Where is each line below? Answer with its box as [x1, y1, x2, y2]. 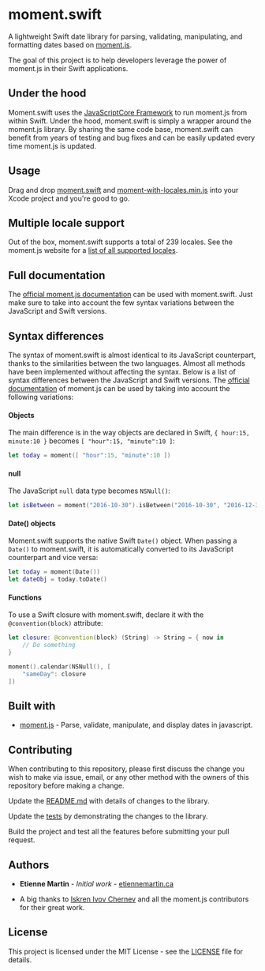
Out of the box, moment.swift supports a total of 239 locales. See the [8, 237, 233, 247]
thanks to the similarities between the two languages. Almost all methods [8, 359, 246, 368]
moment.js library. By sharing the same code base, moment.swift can [8, 124, 233, 134]
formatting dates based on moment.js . [8, 40, 132, 49]
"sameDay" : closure [22, 670, 87, 678]
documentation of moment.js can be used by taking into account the [8, 384, 230, 393]
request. [8, 835, 35, 845]
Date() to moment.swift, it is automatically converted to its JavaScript [8, 544, 234, 554]
